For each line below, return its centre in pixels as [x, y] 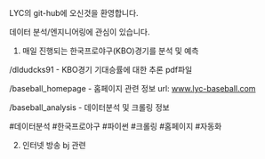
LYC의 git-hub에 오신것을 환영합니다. [74, 13]
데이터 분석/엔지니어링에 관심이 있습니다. [80, 32]
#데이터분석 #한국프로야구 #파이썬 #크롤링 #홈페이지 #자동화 [116, 126]
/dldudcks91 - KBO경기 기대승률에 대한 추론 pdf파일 [101, 70]
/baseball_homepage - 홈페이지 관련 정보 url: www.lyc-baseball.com [132, 88]
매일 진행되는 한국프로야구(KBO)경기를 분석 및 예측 [110, 51]
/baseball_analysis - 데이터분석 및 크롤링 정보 [90, 107]
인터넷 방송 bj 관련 [54, 145]
